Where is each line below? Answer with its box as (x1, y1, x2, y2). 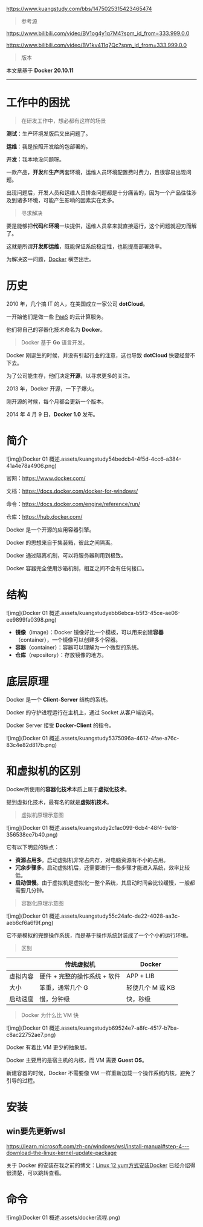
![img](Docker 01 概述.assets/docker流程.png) (6, 1214, 121, 1221)
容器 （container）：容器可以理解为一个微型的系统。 (14, 643, 143, 651)
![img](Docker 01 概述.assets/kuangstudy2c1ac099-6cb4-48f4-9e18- (6, 824, 179, 831)
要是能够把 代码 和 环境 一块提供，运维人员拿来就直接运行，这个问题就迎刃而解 (6, 222, 197, 229)
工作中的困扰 (6, 96, 71, 110)
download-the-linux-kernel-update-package (6, 1149, 117, 1156)
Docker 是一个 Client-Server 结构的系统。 (6, 696, 112, 703)
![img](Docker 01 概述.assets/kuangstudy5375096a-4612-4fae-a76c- (6, 734, 179, 742)
